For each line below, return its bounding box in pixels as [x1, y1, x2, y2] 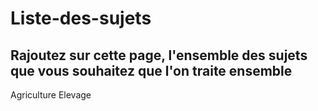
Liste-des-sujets [10, 7, 152, 30]
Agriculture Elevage [10, 89, 92, 101]
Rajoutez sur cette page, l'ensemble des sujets [10, 47, 308, 64]
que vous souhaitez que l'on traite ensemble [10, 62, 293, 79]
